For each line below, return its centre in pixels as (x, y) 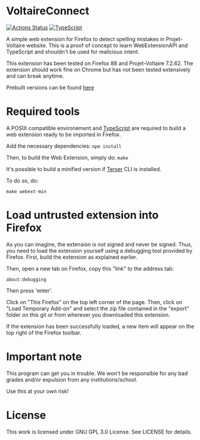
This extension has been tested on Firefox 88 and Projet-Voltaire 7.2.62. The (100, 63)
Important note (44, 357)
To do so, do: (22, 181)
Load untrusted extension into (82, 215)
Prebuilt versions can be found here (50, 87)
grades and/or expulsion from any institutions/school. (72, 379)
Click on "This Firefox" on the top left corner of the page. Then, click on (94, 302)
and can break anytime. (35, 76)
